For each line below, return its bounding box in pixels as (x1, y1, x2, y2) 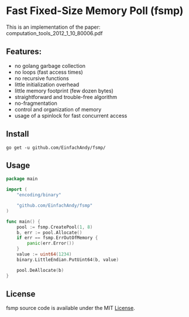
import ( (6, 186, 28, 193)
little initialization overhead (14, 81, 80, 88)
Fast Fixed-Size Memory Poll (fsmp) (6, 4, 184, 18)
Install (6, 129, 29, 139)
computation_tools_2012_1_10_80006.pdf (6, 29, 103, 36)
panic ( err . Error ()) (27, 240, 75, 247)
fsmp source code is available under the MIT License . (6, 305, 136, 312)
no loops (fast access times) (14, 69, 83, 76)
